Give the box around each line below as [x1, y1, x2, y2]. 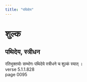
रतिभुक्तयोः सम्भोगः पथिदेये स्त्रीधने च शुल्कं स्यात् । [5, 61, 83, 66]
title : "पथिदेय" [5, 7, 34, 12]
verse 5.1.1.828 [5, 66, 35, 72]
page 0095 [5, 71, 28, 77]
